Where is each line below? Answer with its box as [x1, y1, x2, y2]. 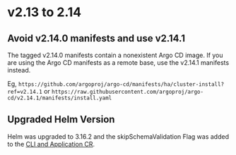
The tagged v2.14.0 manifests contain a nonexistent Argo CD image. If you [7, 51, 224, 59]
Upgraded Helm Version [7, 113, 115, 125]
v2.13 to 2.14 [7, 4, 82, 20]
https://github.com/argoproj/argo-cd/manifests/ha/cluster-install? [18, 81, 225, 88]
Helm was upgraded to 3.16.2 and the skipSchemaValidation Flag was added [7, 132, 230, 141]
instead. [7, 66, 31, 74]
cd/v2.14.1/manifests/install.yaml [7, 94, 112, 101]
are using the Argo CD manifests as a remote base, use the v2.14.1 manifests [7, 58, 230, 67]
